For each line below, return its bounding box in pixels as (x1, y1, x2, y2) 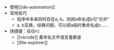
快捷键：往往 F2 (9, 28, 40, 34)
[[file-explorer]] (16, 40, 48, 45)
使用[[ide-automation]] (9, 4, 55, 10)
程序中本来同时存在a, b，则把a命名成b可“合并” (16, 16, 110, 22)
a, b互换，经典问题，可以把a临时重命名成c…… (16, 22, 109, 28)
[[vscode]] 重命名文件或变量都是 (16, 34, 82, 40)
